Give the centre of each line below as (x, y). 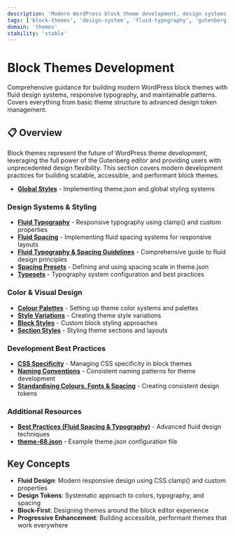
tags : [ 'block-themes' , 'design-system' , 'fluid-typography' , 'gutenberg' (119, 20)
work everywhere (43, 525)
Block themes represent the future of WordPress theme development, (107, 153)
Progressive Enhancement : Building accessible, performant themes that (122, 518)
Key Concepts (38, 463)
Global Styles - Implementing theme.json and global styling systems (116, 189)
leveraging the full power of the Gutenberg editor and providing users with (114, 160)
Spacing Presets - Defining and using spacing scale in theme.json (113, 267)
